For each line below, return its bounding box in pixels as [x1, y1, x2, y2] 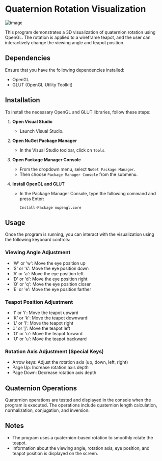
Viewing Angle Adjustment [5, 249, 71, 256]
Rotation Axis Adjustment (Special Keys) [5, 348, 104, 355]
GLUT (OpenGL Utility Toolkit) [12, 82, 73, 87]
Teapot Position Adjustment [5, 298, 73, 305]
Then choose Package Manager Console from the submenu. [19, 171, 138, 177]
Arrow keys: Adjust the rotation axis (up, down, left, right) [12, 359, 129, 365]
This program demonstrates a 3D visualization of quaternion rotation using [5, 29, 156, 35]
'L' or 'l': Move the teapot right [12, 320, 74, 326]
